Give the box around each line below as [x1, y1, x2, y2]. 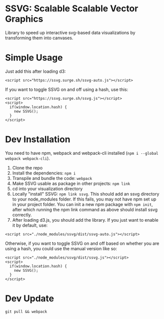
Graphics [5, 13, 43, 25]
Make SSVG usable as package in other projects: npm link [12, 180, 131, 186]
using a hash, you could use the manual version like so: [5, 245, 117, 251]
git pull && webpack [5, 309, 48, 314]
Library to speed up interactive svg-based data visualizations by [5, 29, 135, 35]
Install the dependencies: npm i [12, 170, 76, 176]
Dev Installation [5, 134, 70, 145]
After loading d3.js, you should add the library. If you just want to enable [12, 217, 159, 223]
